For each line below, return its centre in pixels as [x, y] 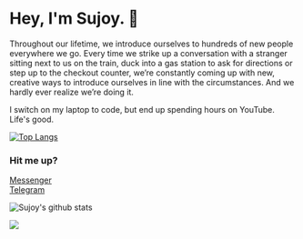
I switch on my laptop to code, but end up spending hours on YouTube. [142, 109]
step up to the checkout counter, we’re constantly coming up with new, [142, 73]
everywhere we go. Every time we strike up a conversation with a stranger [149, 53]
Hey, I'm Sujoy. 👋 [74, 19]
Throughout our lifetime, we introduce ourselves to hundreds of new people [151, 44]
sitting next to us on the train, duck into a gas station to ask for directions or [151, 63]
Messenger [31, 180]
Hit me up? [34, 160]
